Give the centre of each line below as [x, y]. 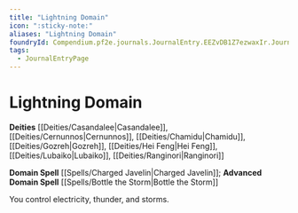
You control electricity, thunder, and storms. [90, 199]
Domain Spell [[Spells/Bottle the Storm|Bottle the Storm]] [114, 182]
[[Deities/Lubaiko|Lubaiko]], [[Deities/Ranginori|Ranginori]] [117, 155]
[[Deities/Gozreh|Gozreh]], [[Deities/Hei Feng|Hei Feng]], [114, 146]
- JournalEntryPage [53, 59]
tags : [19, 51]
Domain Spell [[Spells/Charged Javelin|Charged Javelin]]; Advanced [136, 172]
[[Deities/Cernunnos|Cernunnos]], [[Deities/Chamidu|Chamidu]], [127, 136]
